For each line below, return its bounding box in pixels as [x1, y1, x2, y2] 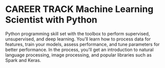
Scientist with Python [5, 14, 98, 25]
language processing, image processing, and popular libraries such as [5, 51, 152, 58]
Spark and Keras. [5, 57, 42, 63]
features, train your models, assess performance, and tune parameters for [5, 41, 160, 47]
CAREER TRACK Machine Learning [5, 3, 153, 15]
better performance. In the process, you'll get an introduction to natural [5, 46, 154, 52]
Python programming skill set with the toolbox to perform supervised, [5, 30, 150, 36]
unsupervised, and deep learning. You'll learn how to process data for [5, 36, 151, 42]
